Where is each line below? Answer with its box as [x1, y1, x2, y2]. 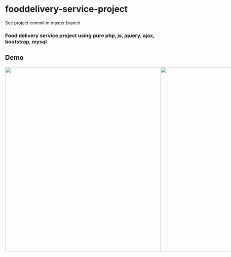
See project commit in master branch [5, 20, 80, 26]
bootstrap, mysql [5, 38, 47, 45]
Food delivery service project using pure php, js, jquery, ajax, [5, 32, 154, 39]
